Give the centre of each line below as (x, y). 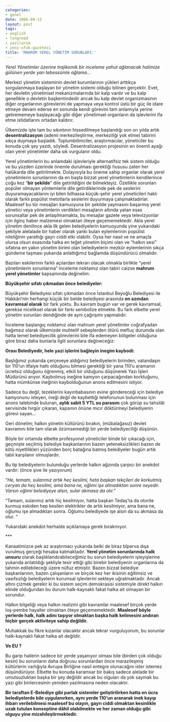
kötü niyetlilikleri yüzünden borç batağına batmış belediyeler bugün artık (81, 449)
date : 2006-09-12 (24, 19)
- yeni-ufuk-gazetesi (28, 48)
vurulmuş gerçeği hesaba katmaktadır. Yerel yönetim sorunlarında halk (80, 551)
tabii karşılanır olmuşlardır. (32, 454)
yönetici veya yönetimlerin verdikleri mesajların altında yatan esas (74, 210)
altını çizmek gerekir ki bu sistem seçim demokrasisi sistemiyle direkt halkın (84, 584)
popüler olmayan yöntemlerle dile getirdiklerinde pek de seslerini (73, 188)
